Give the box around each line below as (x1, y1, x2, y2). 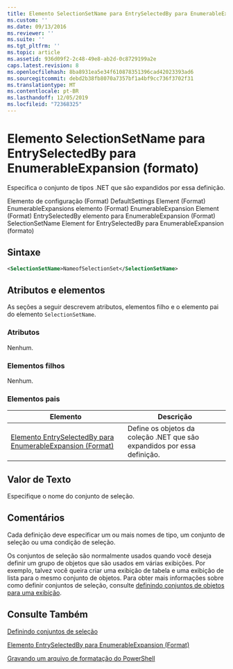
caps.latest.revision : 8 (7, 62, 79, 69)
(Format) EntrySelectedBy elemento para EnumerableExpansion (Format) (7, 212, 216, 220)
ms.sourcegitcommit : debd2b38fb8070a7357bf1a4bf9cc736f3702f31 (7, 74, 194, 82)
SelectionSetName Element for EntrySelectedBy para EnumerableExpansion (7, 219, 224, 227)
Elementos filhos (7, 361, 65, 370)
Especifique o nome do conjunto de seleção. (7, 492, 135, 501)
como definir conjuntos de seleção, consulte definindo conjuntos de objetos (7, 581, 225, 589)
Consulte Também (7, 608, 89, 620)
